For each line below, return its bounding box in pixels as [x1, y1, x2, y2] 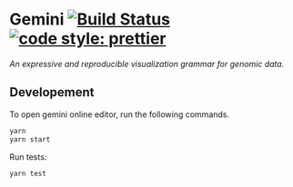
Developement [9, 84, 95, 100]
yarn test [9, 169, 47, 178]
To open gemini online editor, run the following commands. [9, 109, 230, 120]
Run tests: [9, 151, 47, 162]
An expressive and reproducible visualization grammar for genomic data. [9, 58, 285, 69]
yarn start [9, 134, 51, 144]
